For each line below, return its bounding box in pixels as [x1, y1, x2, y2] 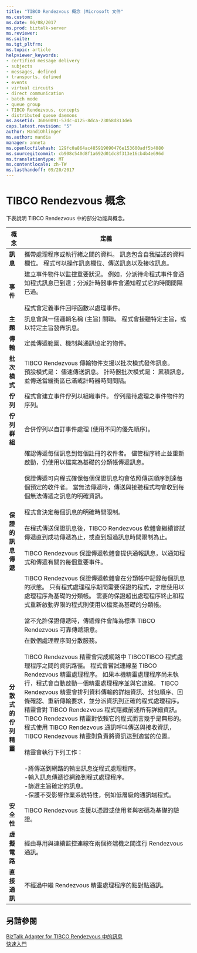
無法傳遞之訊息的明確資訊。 [30, 492, 107, 500]
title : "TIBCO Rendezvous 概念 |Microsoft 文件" [6, 8, 124, 15]
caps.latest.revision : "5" [6, 123, 72, 129]
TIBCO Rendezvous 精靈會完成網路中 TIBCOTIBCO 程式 [24, 653, 178, 661]
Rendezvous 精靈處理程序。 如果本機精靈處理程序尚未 [24, 670, 173, 679]
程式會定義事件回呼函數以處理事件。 [24, 304, 124, 312]
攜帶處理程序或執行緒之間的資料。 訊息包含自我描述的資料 [24, 250, 185, 259]
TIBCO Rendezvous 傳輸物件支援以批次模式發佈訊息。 [24, 359, 174, 367]
